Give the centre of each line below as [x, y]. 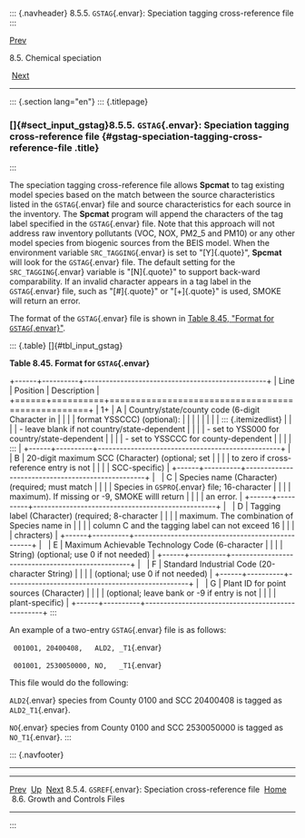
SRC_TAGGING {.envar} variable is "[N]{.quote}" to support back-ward [135, 272]
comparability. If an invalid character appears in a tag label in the [130, 281]
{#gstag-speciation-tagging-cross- [182, 136]
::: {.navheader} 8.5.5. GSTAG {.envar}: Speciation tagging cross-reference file [152, 13]
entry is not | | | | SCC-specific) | [108, 468]
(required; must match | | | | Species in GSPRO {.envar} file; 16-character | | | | [150, 487]
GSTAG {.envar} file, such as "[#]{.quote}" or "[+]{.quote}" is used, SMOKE [145, 291]
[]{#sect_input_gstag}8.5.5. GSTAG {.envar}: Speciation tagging [149, 124]
